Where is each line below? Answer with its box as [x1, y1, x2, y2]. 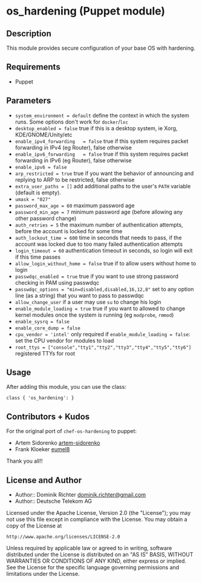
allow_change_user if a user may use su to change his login [15, 298, 161, 305]
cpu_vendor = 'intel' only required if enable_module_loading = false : [15, 330, 191, 337]
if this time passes [15, 253, 61, 260]
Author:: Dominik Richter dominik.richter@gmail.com [15, 491, 146, 498]
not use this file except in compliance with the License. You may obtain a [6, 516, 187, 523]
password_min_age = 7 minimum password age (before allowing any [15, 208, 183, 216]
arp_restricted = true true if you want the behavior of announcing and [15, 170, 194, 177]
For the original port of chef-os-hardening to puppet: [6, 428, 137, 435]
